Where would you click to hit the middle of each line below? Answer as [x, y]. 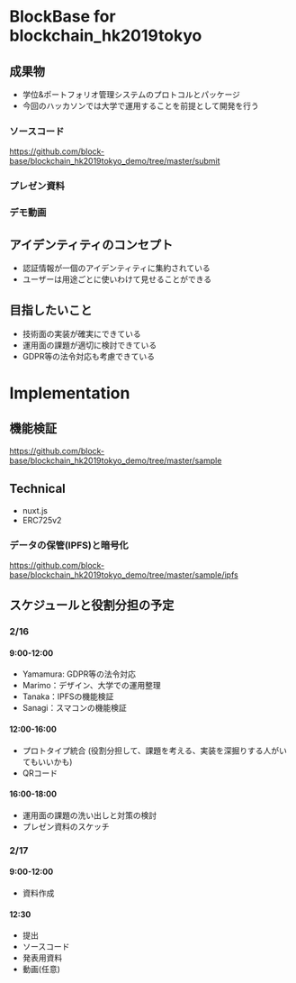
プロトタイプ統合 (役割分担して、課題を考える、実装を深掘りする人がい [155, 751]
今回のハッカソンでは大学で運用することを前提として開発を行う [140, 106]
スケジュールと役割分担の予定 [92, 605]
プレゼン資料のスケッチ [66, 826]
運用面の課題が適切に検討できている [90, 345]
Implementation [70, 393]
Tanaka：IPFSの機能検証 [68, 696]
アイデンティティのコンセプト [91, 245]
